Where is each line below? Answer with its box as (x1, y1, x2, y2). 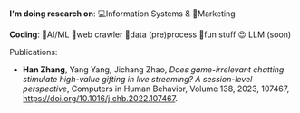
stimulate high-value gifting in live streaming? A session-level (22, 74, 253, 84)
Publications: (9, 47, 58, 57)
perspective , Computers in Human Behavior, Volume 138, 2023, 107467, (22, 83, 290, 94)
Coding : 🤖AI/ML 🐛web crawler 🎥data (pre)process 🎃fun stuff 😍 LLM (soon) (9, 29, 292, 40)
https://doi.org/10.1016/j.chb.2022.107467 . (22, 93, 179, 103)
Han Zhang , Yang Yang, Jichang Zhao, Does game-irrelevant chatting (22, 64, 285, 75)
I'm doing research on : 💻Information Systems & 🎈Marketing (9, 8, 236, 19)
